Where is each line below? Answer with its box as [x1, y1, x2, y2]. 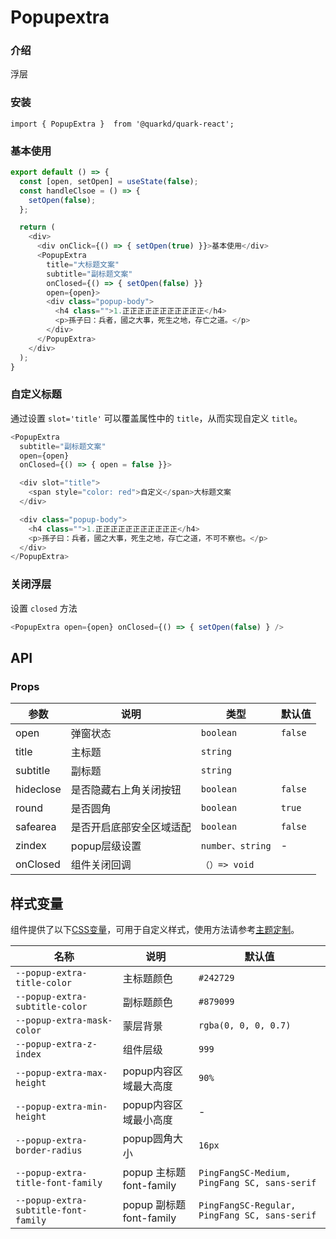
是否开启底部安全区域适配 [70, 821, 192, 835]
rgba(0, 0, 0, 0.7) [198, 1019, 292, 1031]
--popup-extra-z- [15, 1038, 98, 1050]
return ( [19, 222, 56, 233]
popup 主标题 [122, 1165, 187, 1179]
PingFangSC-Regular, [198, 1199, 297, 1211]
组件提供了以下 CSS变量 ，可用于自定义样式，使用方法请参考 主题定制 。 [10, 923, 300, 935]
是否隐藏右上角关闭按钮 [70, 783, 182, 797]
